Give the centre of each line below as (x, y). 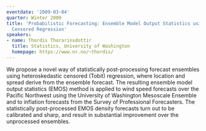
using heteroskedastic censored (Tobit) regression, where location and (96, 76)
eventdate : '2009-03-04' (38, 12)
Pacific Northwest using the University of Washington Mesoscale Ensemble (102, 95)
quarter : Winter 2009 (34, 18)
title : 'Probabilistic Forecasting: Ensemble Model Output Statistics (98, 23)
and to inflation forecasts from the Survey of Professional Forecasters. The (101, 102)
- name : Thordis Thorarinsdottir (49, 40)
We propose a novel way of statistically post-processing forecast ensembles (103, 69)
